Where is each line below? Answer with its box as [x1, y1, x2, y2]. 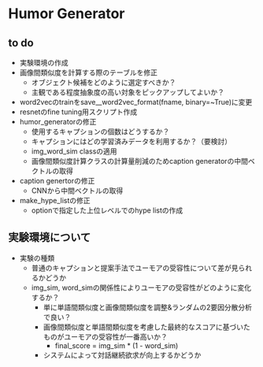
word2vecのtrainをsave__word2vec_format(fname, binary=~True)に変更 [19, 98, 253, 106]
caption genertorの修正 [19, 176, 95, 185]
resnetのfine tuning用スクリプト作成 [19, 107, 138, 117]
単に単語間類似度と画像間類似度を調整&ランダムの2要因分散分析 [43, 302, 252, 312]
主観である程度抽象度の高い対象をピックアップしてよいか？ [31, 87, 225, 97]
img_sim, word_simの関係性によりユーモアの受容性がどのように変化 [31, 283, 252, 292]
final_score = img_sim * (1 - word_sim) [54, 340, 179, 350]
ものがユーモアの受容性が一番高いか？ [43, 332, 168, 341]
